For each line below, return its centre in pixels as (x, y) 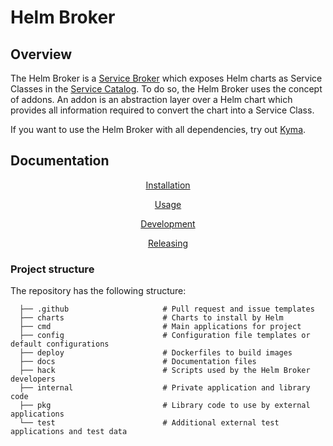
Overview (41, 54)
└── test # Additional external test (149, 423)
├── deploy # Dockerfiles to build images (156, 353)
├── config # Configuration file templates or (165, 336)
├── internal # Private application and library (165, 388)
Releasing (168, 243)
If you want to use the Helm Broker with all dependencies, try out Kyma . (158, 129)
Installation (168, 185)
